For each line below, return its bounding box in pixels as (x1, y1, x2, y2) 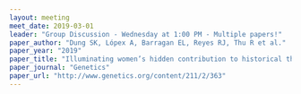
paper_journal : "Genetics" (9, 64, 110, 73)
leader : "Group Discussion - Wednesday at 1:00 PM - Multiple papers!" (9, 30, 282, 38)
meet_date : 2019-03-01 (9, 21, 94, 30)
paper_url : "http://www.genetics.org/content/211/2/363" (9, 72, 227, 81)
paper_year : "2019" (9, 47, 82, 56)
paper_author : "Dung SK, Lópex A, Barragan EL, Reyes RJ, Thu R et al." (9, 38, 287, 47)
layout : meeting (9, 13, 70, 22)
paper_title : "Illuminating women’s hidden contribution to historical (9, 55, 282, 64)
